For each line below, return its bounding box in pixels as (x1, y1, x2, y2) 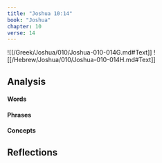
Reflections (7, 146, 58, 158)
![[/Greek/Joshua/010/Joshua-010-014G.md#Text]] (7, 48, 152, 57)
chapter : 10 (7, 23, 42, 30)
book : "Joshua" (7, 17, 51, 23)
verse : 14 (7, 29, 36, 37)
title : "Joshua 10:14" (7, 10, 73, 17)
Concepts (7, 126, 36, 135)
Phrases (7, 111, 32, 119)
